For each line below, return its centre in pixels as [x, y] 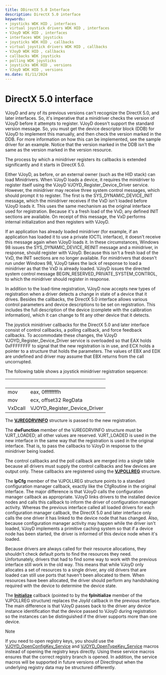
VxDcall [17, 408]
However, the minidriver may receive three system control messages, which [83, 190]
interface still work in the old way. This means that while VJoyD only [74, 564]
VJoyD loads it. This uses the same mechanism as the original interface [78, 206]
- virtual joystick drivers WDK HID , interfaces [57, 28]
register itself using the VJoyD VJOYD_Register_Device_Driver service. [77, 185]
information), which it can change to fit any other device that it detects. [78, 315]
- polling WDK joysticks [31, 61]
